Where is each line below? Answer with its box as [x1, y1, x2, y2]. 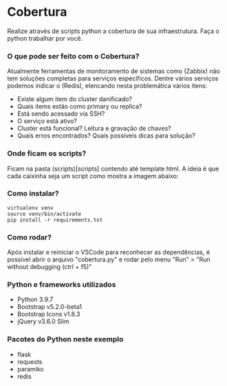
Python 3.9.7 [17, 295, 54, 303]
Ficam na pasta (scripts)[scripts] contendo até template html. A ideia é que [7, 164, 219, 173]
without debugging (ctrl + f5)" [7, 263, 92, 271]
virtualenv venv [7, 204, 54, 211]
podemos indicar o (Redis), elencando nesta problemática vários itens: [7, 82, 208, 90]
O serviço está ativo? [17, 117, 78, 125]
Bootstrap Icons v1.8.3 [17, 310, 80, 319]
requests [17, 357, 43, 365]
